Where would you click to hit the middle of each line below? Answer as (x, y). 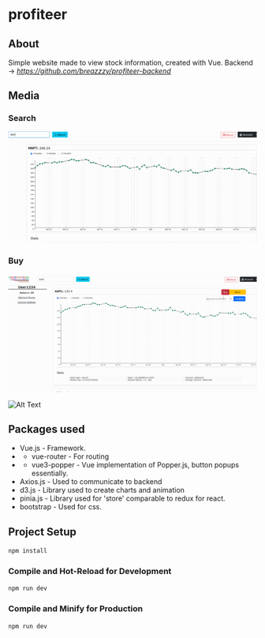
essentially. (50, 473)
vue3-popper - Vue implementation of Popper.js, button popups (135, 465)
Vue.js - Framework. (52, 448)
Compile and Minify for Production (76, 609)
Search (22, 118)
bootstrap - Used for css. (61, 507)
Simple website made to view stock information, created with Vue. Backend (131, 62)
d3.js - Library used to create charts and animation (102, 490)
